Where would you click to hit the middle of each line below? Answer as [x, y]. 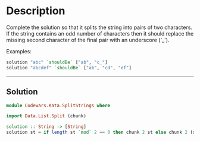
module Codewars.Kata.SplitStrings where [58, 105]
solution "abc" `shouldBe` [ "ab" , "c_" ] [57, 62]
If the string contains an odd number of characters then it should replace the [100, 33]
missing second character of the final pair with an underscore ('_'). [88, 40]
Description [36, 11]
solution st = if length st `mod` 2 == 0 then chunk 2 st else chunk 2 [97, 132]
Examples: [19, 51]
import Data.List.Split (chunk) [46, 116]
